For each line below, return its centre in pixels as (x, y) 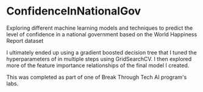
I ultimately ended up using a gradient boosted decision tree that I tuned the (101, 52)
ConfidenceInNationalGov (74, 11)
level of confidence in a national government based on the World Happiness (102, 34)
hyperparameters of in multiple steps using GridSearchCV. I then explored (99, 59)
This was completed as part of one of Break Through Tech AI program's (97, 77)
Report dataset (25, 41)
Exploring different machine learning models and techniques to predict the (100, 28)
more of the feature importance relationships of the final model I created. (98, 65)
